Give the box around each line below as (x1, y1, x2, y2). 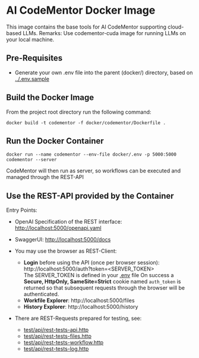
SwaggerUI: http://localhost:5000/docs (14, 236, 111, 243)
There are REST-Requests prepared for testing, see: (14, 315, 142, 322)
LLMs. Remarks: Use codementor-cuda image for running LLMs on (23, 29, 186, 36)
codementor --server (6, 157, 58, 163)
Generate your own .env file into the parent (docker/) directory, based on (14, 69, 193, 76)
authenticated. (23, 291, 59, 298)
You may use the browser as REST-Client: (14, 247, 117, 255)
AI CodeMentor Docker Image (6, 4, 156, 17)
